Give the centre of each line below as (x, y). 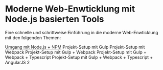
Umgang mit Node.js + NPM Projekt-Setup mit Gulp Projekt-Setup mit (75, 47)
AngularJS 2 (17, 62)
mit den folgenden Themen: (33, 38)
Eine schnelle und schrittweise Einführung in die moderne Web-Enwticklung (81, 32)
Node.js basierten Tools (55, 19)
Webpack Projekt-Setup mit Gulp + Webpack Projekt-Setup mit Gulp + (76, 52)
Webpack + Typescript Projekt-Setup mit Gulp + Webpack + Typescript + (79, 57)
